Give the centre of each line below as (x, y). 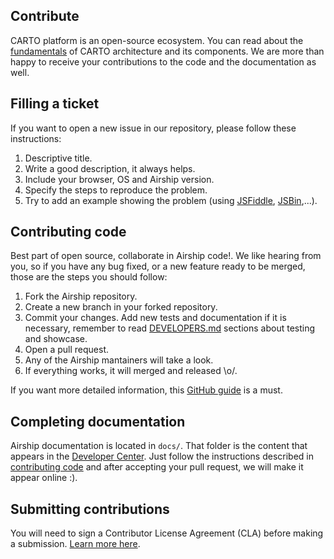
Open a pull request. (67, 350)
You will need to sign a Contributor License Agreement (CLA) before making (167, 533)
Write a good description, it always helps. (110, 168)
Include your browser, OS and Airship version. (119, 179)
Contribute (45, 16)
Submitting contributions (90, 509)
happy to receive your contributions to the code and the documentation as (163, 61)
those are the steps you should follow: (89, 277)
